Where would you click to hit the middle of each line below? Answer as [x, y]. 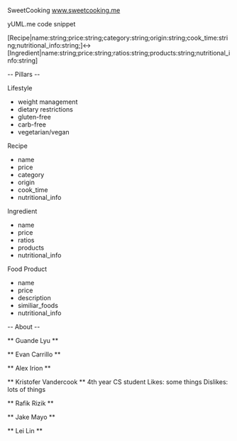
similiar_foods [38, 305]
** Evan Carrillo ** [34, 354]
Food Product [27, 269]
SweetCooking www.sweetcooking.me [64, 10]
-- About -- [24, 327]
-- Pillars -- [24, 74]
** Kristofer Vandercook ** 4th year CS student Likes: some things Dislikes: [118, 382]
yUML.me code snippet [42, 24]
